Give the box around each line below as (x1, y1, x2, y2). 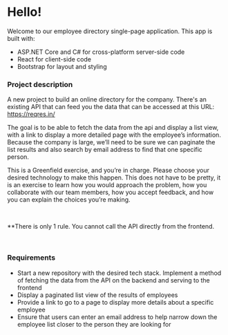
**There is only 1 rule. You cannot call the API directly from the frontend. (7, 222, 215, 231)
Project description (7, 79, 73, 89)
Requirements (7, 253, 56, 262)
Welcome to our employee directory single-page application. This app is (7, 27, 213, 35)
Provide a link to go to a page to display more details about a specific (17, 298, 214, 306)
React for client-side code (17, 55, 92, 63)
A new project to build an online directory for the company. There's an (7, 95, 207, 104)
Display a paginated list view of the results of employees (17, 291, 178, 299)
